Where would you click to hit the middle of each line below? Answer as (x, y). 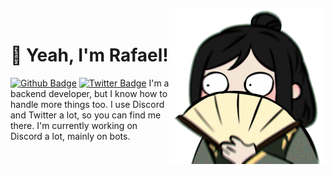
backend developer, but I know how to (89, 93)
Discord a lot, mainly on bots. (70, 136)
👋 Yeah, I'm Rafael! (89, 55)
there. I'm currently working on (74, 125)
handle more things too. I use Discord (87, 104)
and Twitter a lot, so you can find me (86, 115)
